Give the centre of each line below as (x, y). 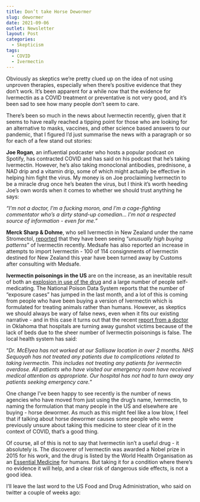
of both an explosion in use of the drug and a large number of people (91, 282)
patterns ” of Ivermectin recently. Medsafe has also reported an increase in (98, 245)
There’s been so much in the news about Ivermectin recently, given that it (96, 115)
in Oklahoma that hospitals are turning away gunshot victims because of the (99, 326)
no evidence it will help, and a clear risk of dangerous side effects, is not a (97, 468)
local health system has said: (42, 339)
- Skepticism (28, 45)
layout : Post (22, 34)
